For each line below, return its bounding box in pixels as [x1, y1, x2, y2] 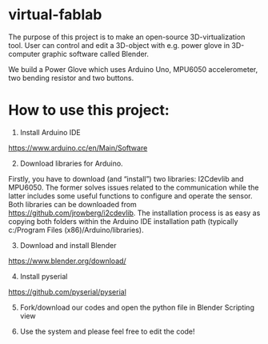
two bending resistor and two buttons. [8, 73, 134, 82]
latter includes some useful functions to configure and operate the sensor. [8, 190, 253, 201]
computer [8, 49, 41, 58]
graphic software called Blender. [42, 49, 150, 58]
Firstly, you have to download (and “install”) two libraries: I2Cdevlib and [8, 174, 244, 183]
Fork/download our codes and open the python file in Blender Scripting [19, 302, 254, 312]
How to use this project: [8, 102, 170, 119]
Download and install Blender [19, 240, 117, 250]
